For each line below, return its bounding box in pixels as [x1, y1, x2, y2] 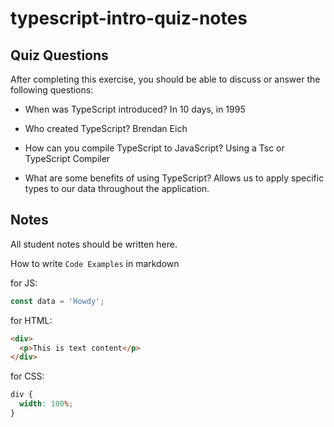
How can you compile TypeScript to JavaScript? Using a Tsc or [24, 142, 285, 154]
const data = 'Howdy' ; [10, 296, 105, 306]
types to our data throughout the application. [24, 183, 210, 194]
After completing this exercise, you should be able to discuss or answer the [10, 73, 321, 85]
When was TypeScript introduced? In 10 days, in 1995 [24, 103, 246, 115]
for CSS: [10, 370, 45, 382]
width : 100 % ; [19, 399, 74, 409]
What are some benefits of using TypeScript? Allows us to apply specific [24, 172, 325, 184]
